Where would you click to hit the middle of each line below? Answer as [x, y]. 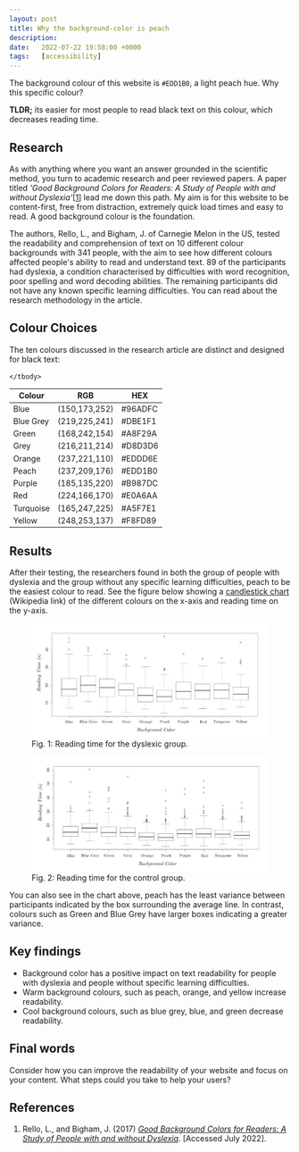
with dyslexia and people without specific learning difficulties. [136, 982]
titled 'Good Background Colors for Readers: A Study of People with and [142, 188]
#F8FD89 [139, 520]
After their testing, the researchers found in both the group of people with [145, 572]
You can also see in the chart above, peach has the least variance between [147, 895]
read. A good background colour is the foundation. [102, 216]
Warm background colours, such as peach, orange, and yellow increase [154, 992]
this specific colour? [46, 93]
